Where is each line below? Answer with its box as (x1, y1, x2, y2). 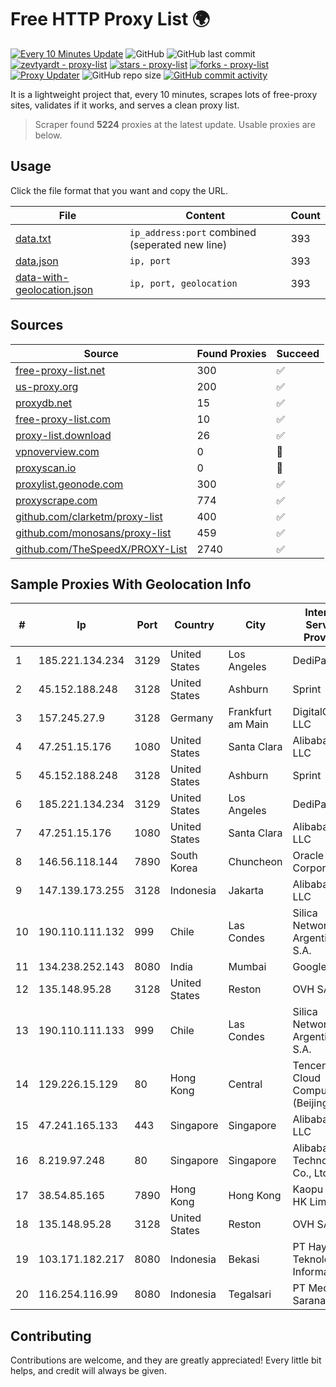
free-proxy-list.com (15, 412, 112, 426)
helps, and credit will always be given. (10, 1365, 167, 1377)
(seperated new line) (129, 237, 228, 251)
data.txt (15, 231, 52, 245)
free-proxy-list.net (15, 363, 106, 377)
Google (292, 960, 327, 974)
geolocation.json (15, 282, 94, 296)
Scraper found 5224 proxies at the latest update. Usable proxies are (34, 118, 316, 130)
